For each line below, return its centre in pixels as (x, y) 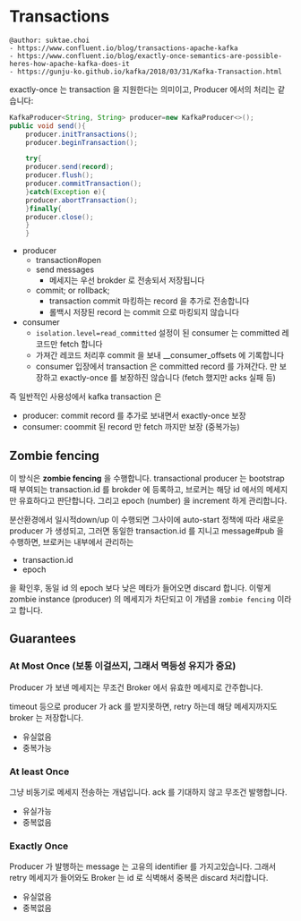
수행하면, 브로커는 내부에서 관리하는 (72, 542)
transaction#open (68, 260)
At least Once (39, 772)
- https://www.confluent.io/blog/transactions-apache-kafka (124, 48)
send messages (65, 269)
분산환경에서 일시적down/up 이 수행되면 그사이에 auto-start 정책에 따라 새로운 (147, 520)
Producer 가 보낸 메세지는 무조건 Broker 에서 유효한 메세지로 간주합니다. (136, 687)
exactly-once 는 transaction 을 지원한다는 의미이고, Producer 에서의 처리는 (142, 89)
